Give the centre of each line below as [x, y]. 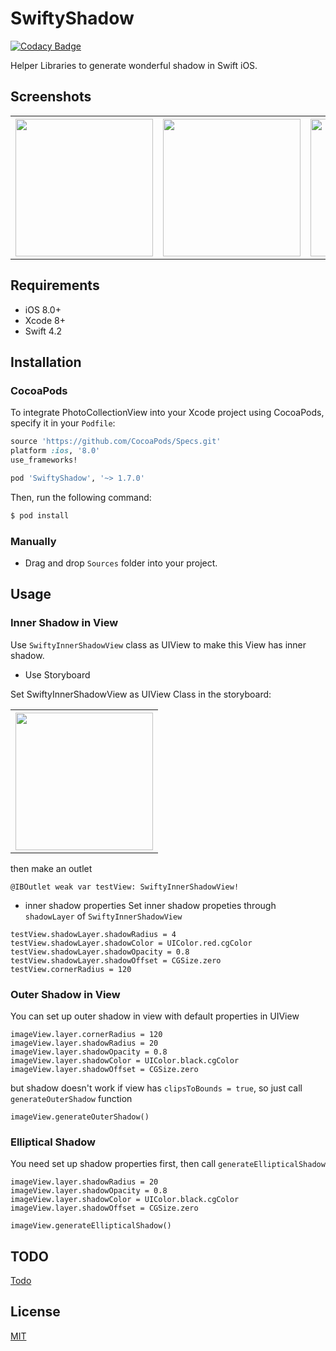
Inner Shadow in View [64, 623]
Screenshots [51, 97]
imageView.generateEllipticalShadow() [91, 1226]
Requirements [55, 285]
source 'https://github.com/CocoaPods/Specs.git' [116, 442]
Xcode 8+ [45, 320]
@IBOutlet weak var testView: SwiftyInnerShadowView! [125, 887]
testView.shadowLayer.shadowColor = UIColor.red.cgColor [131, 943]
